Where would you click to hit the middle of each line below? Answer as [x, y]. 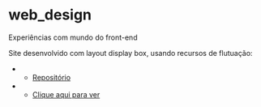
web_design [50, 15]
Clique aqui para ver [66, 94]
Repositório [51, 77]
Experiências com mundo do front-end [73, 37]
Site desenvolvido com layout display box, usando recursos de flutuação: [130, 53]
